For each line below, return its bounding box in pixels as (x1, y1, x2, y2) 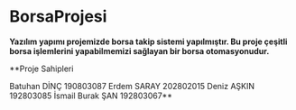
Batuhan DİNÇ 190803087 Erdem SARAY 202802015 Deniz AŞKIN (9, 80, 255, 91)
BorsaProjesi (9, 6, 107, 27)
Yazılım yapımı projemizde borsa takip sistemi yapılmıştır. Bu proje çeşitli (9, 36, 288, 47)
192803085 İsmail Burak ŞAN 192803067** (9, 90, 173, 101)
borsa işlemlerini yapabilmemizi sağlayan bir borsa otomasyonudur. (9, 45, 270, 56)
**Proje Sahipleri (9, 63, 74, 74)
